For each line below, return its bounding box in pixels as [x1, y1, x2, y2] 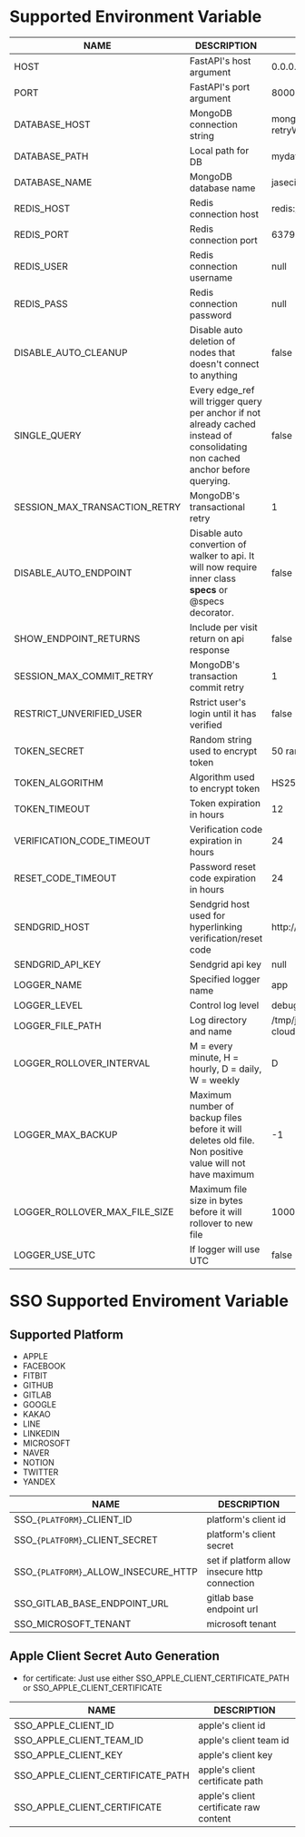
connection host [189, 207, 259, 220]
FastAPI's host [189, 54, 251, 67]
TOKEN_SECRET [14, 745, 84, 757]
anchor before [189, 463, 251, 476]
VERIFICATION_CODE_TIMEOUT [14, 834, 152, 846]
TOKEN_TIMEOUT [14, 802, 91, 815]
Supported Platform [9, 1327, 124, 1342]
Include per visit [189, 620, 259, 633]
